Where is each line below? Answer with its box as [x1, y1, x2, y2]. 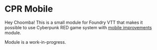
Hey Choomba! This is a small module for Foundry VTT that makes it [4, 19, 143, 25]
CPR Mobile [4, 3, 53, 15]
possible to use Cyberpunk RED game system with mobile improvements [4, 24, 152, 30]
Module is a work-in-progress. [4, 39, 66, 45]
